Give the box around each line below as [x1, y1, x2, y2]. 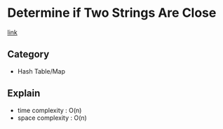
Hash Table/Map [17, 67, 65, 75]
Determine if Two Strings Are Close [7, 5, 217, 21]
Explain [7, 88, 41, 100]
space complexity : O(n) [17, 114, 88, 122]
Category [7, 48, 50, 60]
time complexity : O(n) [17, 106, 82, 114]
